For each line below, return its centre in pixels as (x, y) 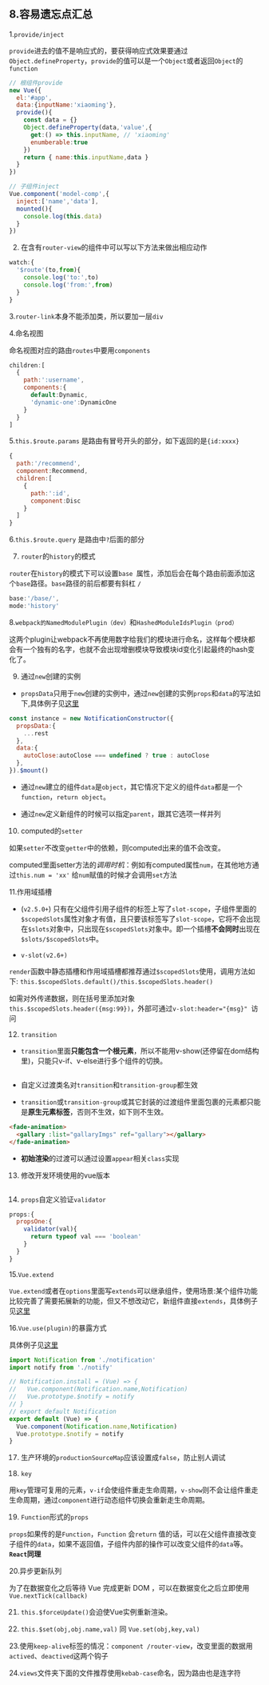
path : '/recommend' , (49, 464)
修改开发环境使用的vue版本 (65, 1175)
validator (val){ (51, 1229)
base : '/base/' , (34, 598)
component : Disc (55, 501)
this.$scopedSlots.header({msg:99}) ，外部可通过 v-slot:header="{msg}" (129, 1008)
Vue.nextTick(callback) (49, 1596)
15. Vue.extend (32, 1274)
